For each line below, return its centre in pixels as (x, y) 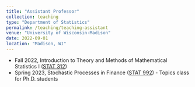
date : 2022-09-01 (27, 38)
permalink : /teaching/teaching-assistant (57, 28)
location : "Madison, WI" (36, 44)
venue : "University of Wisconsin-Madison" (58, 33)
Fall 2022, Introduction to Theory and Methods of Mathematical (91, 60)
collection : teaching (32, 17)
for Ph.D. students (36, 78)
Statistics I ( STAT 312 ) (41, 66)
